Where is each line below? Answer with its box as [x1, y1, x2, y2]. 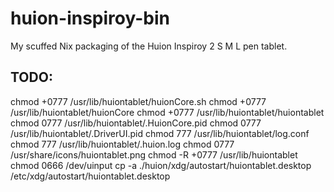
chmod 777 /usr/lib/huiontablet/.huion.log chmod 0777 [10, 138, 235, 150]
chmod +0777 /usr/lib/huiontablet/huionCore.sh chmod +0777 [10, 95, 267, 107]
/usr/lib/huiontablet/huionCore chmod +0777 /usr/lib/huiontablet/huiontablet [10, 106, 325, 118]
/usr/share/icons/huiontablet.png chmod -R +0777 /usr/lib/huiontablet [10, 148, 298, 161]
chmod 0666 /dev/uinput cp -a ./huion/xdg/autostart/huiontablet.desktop [10, 159, 312, 171]
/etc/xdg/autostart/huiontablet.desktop [10, 170, 171, 182]
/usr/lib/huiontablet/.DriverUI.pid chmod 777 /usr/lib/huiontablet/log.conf [10, 127, 310, 139]
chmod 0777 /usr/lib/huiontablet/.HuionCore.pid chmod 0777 [10, 117, 262, 129]
